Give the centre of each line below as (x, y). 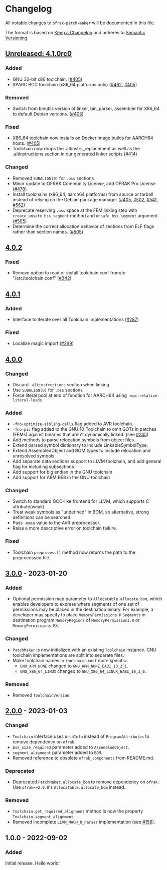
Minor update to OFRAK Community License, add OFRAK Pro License (84, 183)
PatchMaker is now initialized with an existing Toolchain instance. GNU (85, 650)
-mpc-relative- (144, 396)
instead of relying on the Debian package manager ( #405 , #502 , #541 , (85, 199)
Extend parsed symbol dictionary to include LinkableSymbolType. (80, 445)
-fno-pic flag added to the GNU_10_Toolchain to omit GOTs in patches (85, 429)
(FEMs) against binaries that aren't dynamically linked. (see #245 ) (80, 435)
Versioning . (17, 38)
